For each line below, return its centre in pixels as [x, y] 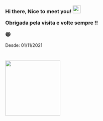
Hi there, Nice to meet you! [38, 11]
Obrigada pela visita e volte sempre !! [52, 23]
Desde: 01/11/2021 [24, 45]
